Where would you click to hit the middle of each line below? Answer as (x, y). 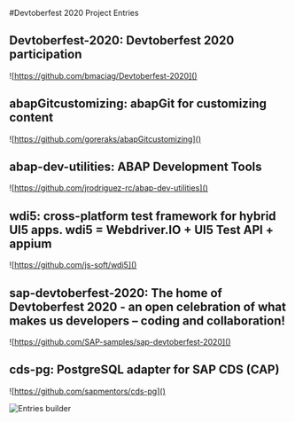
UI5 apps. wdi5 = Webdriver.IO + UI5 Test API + (142, 230)
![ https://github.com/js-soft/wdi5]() (73, 265)
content (31, 117)
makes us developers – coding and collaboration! (147, 320)
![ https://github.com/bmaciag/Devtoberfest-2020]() (103, 75)
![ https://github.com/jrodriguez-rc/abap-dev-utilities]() (109, 188)
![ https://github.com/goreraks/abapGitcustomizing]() (105, 139)
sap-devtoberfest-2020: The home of (116, 293)
